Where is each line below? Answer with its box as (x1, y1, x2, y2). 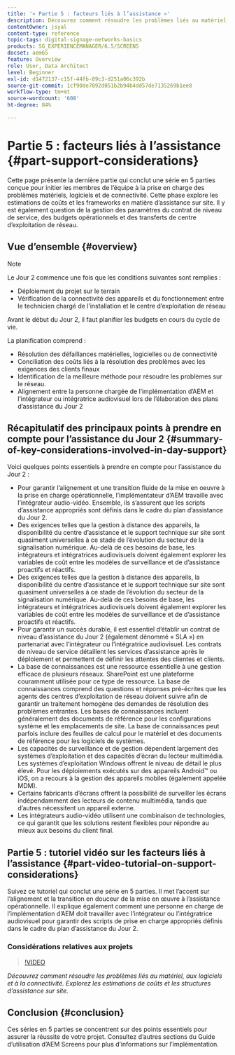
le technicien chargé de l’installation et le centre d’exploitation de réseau (17, 301, 226, 310)
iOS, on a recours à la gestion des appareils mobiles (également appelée (17, 774, 227, 782)
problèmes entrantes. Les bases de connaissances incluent (17, 707, 189, 716)
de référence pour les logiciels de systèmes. (17, 737, 145, 745)
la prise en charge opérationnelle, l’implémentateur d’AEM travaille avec (17, 491, 224, 500)
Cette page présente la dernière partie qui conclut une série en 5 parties (7, 176, 215, 184)
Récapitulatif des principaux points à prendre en (7, 422, 222, 435)
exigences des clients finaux (17, 365, 100, 373)
